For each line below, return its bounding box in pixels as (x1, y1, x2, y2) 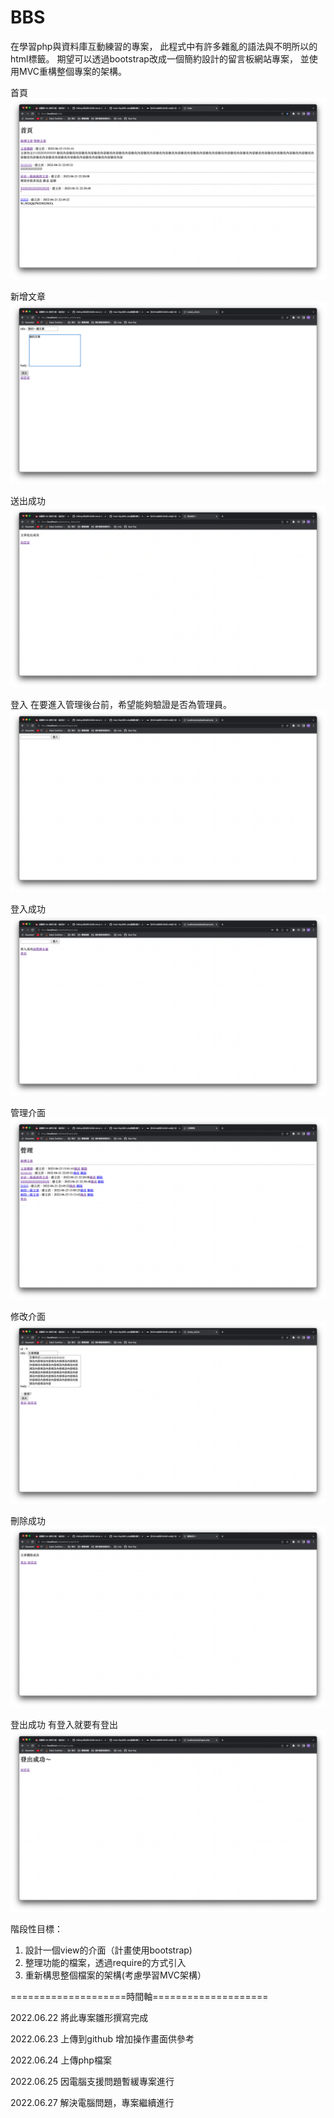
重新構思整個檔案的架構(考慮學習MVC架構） (24, 1969, 207, 1981)
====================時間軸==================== (10, 1990, 269, 2002)
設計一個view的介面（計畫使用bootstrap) (24, 1944, 193, 1956)
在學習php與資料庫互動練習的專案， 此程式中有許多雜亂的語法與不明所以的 (10, 40, 318, 52)
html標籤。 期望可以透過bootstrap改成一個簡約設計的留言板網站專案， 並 (10, 52, 310, 65)
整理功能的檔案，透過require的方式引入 (24, 1956, 187, 1968)
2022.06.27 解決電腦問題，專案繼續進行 (10, 2096, 175, 2108)
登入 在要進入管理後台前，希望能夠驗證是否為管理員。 (10, 699, 232, 711)
